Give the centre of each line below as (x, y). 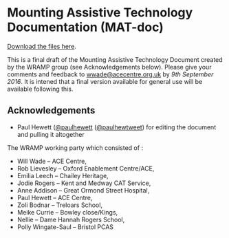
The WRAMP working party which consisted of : (75, 148)
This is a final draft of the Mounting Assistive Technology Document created (115, 59)
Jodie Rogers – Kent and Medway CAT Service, (84, 183)
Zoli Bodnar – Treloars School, (60, 205)
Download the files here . (42, 46)
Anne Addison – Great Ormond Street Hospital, (83, 190)
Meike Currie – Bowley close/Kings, (67, 212)
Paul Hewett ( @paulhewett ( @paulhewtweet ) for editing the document (117, 127)
